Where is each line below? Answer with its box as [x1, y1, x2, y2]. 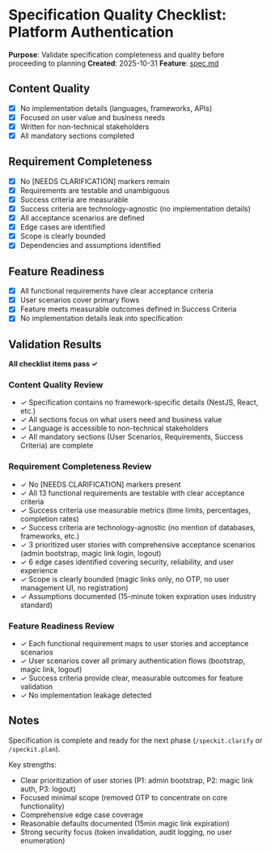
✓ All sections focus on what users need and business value [19, 415, 222, 425]
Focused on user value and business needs [19, 112, 166, 122]
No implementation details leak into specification [19, 314, 183, 324]
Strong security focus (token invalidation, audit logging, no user [19, 827, 232, 837]
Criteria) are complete [19, 440, 94, 451]
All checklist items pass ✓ [8, 359, 99, 369]
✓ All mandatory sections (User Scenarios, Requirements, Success [19, 432, 244, 442]
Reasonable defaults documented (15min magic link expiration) [19, 818, 231, 828]
